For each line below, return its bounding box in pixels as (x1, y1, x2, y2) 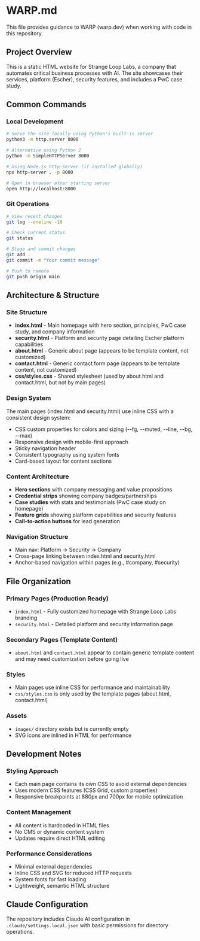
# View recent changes (6, 213, 63, 219)
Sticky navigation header (14, 444, 76, 452)
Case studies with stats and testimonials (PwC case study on (14, 498, 166, 506)
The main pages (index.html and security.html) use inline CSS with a (6, 408, 174, 415)
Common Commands (6, 99, 87, 110)
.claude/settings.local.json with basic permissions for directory (6, 921, 168, 928)
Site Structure (6, 308, 48, 316)
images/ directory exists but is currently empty (14, 725, 130, 732)
